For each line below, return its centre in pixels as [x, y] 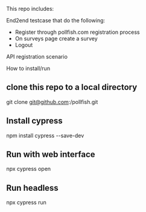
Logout [24, 45]
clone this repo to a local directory [72, 87]
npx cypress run [27, 202]
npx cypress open [29, 169]
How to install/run [28, 68]
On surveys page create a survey [56, 38]
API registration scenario [37, 56]
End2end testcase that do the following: [56, 20]
